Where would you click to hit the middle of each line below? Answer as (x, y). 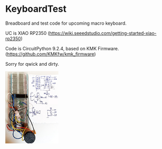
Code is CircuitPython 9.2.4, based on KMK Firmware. (62, 48)
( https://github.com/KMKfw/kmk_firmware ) (51, 54)
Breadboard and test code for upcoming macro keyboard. (66, 23)
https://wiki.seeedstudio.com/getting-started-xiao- (103, 33)
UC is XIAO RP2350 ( (27, 33)
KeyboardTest (36, 9)
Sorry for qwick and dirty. (32, 64)
